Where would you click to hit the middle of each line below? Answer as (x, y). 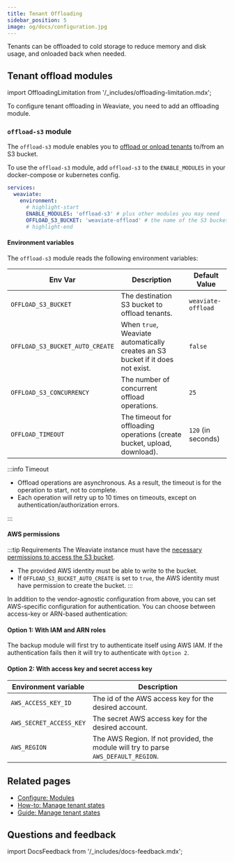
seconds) (204, 439)
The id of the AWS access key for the (153, 699)
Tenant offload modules (60, 76)
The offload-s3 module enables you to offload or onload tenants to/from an (116, 146)
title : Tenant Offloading (45, 14)
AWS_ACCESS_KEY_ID (41, 703)
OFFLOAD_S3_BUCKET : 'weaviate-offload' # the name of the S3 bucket (127, 220)
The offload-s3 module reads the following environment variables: (103, 258)
